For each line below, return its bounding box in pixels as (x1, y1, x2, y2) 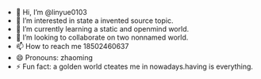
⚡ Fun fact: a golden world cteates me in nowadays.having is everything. (15, 62, 254, 71)
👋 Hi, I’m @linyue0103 (15, 8, 87, 17)
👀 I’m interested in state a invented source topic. (15, 16, 174, 25)
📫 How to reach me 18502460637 (15, 42, 129, 51)
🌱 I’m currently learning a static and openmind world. (15, 24, 189, 33)
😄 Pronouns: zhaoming (15, 53, 94, 62)
